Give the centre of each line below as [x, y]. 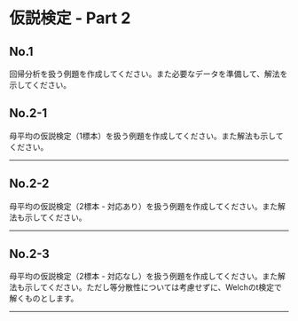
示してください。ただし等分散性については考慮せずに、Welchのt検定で [153, 287]
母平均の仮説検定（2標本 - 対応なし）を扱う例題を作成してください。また [144, 277]
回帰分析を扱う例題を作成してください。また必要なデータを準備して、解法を [149, 74]
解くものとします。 [44, 299]
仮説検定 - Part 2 [70, 18]
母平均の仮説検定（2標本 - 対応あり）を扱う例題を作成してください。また [144, 206]
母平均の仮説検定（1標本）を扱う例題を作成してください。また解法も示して [146, 136]
